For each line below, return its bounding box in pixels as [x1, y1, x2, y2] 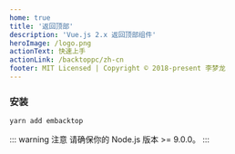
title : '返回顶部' [9, 22, 75, 31]
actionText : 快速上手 [9, 47, 87, 56]
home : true [9, 13, 51, 23]
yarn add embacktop [9, 117, 84, 126]
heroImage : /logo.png [9, 38, 92, 48]
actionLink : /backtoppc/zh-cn [9, 55, 125, 64]
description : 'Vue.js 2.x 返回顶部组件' [9, 30, 157, 39]
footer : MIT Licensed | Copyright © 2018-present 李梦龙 [9, 64, 226, 73]
